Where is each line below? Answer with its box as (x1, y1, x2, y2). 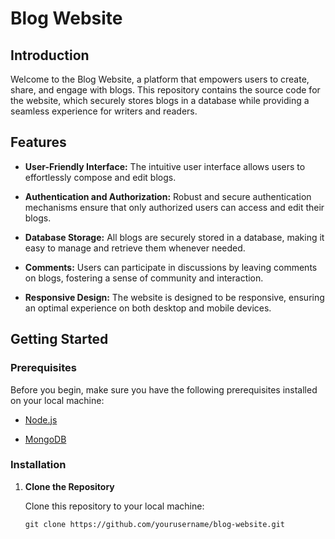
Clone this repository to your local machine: (24, 500, 205, 512)
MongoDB (24, 433, 67, 445)
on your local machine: (10, 394, 105, 406)
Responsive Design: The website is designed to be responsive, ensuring (24, 291, 325, 303)
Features (10, 134, 67, 151)
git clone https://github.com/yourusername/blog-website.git (24, 519, 286, 529)
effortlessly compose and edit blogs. (24, 171, 177, 183)
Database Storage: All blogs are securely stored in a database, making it (24, 231, 325, 243)
